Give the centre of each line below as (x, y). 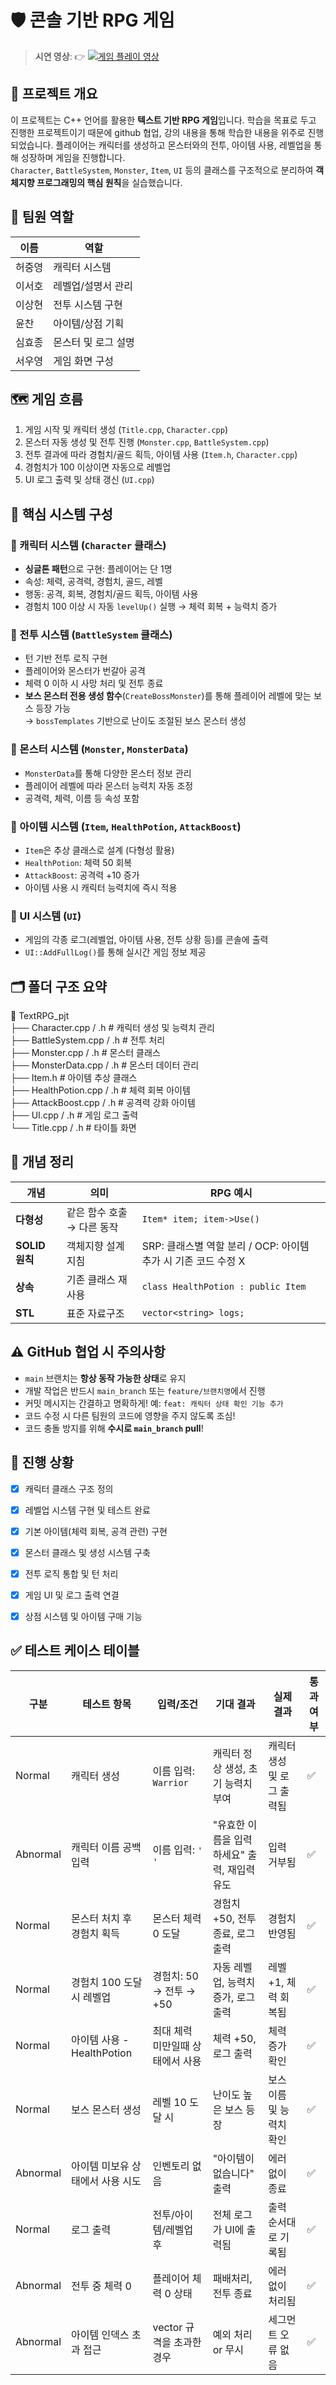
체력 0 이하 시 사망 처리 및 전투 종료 (94, 683)
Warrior (170, 1782)
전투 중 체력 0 (101, 2286)
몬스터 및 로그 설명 (94, 342)
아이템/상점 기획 (89, 323)
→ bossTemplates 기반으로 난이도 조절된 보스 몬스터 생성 (135, 721)
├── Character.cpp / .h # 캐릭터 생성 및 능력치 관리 (112, 1028)
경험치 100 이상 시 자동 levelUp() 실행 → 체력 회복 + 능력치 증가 (151, 607)
